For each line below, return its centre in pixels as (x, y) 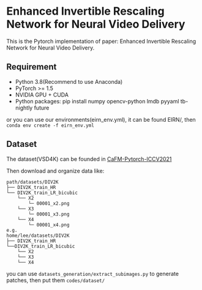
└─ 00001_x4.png (49, 225)
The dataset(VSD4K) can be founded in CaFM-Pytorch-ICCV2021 (89, 159)
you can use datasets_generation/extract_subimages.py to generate (93, 273)
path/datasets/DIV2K (33, 182)
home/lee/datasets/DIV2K (38, 236)
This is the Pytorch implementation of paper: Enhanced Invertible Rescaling (101, 41)
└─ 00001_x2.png (49, 203)
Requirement (32, 67)
